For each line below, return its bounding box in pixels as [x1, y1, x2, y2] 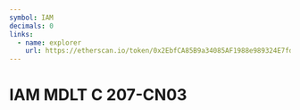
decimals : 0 [9, 21, 54, 30]
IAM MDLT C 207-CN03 [9, 85, 187, 106]
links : [9, 30, 34, 38]
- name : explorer [17, 38, 82, 47]
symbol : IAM [9, 13, 54, 22]
